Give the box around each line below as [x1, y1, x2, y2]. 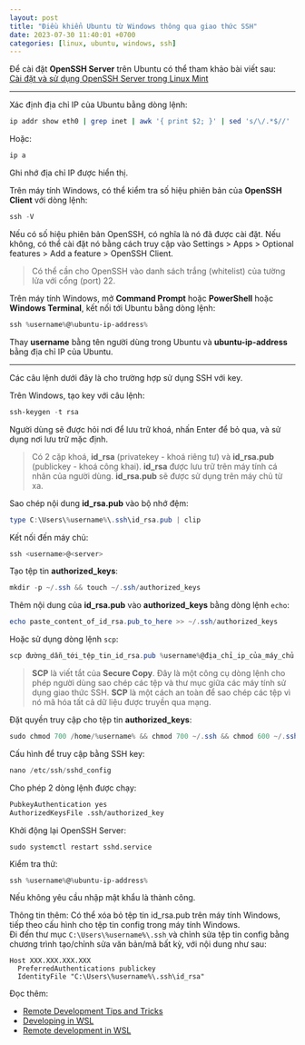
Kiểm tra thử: [9, 858, 58, 869]
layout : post [9, 13, 59, 23]
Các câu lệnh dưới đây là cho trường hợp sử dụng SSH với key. [9, 372, 243, 383]
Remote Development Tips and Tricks [22, 1006, 163, 1017]
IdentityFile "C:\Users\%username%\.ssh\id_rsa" [17, 972, 205, 981]
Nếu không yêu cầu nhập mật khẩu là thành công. [9, 892, 196, 903]
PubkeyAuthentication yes [9, 800, 107, 809]
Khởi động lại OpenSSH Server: [9, 824, 127, 836]
